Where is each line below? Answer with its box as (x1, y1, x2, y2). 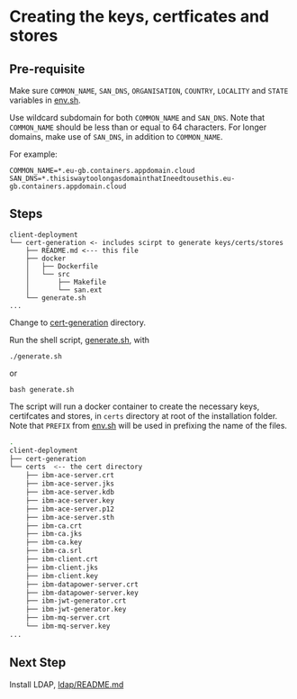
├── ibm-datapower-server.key (25, 588, 139, 597)
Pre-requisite (9, 61, 85, 77)
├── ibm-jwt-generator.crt (25, 596, 127, 605)
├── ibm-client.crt (25, 555, 99, 564)
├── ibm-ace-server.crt (25, 471, 115, 480)
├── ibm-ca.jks (25, 530, 83, 539)
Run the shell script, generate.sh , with (9, 334, 150, 345)
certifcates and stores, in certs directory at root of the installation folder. (9, 410, 278, 421)
